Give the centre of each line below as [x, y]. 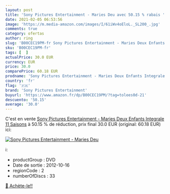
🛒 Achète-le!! [19, 186]
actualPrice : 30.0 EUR [29, 57]
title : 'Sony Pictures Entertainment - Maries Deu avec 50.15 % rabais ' [85, 15]
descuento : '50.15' [26, 100]
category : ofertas [25, 34]
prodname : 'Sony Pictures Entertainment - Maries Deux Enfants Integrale [85, 76]
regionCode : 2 [28, 171]
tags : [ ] [17, 52]
